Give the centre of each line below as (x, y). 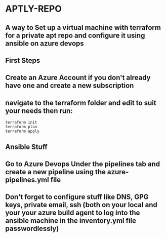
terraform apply (22, 131)
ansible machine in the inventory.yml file (71, 221)
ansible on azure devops (45, 43)
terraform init (21, 123)
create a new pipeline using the (56, 172)
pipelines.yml (27, 180)
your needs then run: (39, 111)
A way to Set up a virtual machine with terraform (83, 28)
